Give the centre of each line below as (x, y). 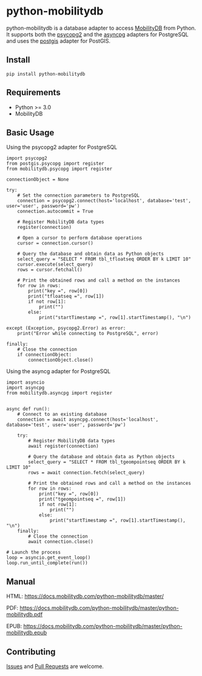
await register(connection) (63, 446)
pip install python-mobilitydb (46, 74)
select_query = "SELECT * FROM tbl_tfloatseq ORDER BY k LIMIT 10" (104, 259)
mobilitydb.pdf (25, 615)
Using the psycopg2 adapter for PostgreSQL (62, 147)
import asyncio (25, 383)
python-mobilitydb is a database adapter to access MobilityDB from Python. (101, 28)
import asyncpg (25, 388)
